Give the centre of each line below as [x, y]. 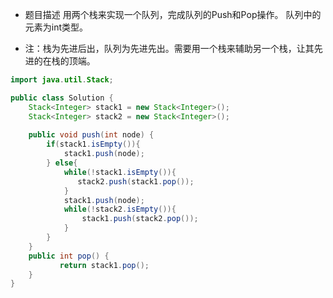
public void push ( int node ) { [91, 135]
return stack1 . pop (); [104, 265]
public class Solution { [62, 98]
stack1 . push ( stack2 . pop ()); [140, 219]
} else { [62, 163]
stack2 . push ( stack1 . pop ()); [136, 181]
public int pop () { [69, 256]
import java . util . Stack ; [62, 80]
